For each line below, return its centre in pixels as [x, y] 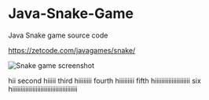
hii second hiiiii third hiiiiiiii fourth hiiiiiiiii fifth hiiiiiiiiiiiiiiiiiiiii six [105, 80]
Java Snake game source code [58, 35]
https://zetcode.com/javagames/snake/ [72, 50]
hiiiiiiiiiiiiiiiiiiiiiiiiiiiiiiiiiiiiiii [43, 89]
